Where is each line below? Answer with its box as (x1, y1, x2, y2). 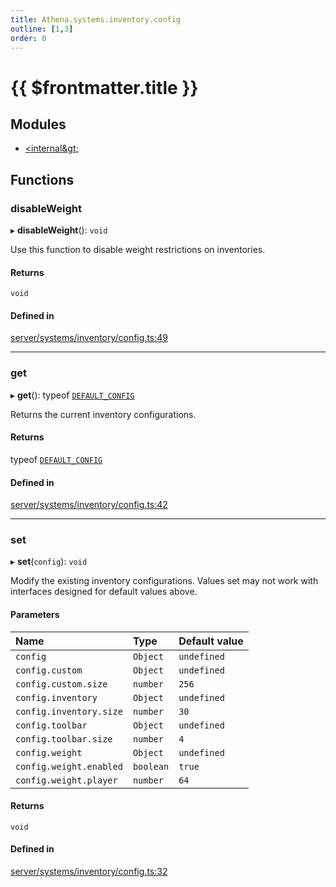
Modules (10, 116, 67, 133)
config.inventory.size (15, 706, 123, 717)
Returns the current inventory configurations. (10, 408, 197, 420)
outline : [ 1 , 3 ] (10, 24, 74, 34)
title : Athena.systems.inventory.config (10, 14, 182, 25)
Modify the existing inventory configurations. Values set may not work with (10, 575, 319, 587)
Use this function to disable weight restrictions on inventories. (10, 244, 266, 256)
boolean (132, 761, 170, 772)
